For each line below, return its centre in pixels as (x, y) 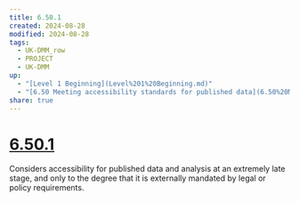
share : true (31, 100)
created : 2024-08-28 (48, 26)
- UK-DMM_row (41, 51)
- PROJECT (35, 59)
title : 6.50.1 (36, 17)
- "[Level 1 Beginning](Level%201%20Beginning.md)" (115, 84)
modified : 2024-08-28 (49, 34)
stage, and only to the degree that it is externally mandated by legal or (138, 178)
